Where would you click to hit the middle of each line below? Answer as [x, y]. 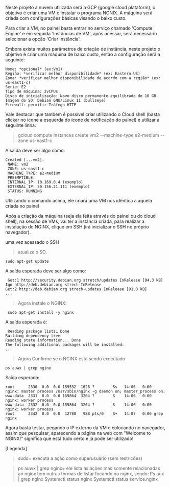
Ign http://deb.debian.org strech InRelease [53, 285]
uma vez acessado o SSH [32, 242]
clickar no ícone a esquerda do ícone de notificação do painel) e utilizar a [82, 120]
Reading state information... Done [43, 340]
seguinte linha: [21, 125]
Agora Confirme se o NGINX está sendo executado [71, 359]
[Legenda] [16, 448]
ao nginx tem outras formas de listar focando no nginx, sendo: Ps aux [91, 474]
